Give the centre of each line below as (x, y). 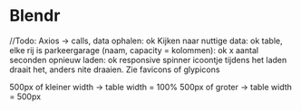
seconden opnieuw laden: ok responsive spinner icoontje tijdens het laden (148, 60)
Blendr (35, 16)
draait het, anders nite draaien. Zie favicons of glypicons (115, 69)
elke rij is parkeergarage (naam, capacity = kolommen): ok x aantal (134, 50)
